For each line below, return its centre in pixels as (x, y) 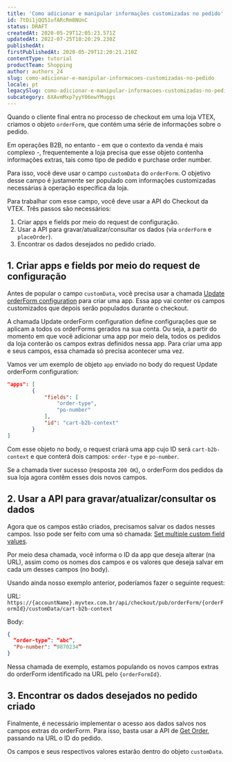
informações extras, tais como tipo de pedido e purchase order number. (109, 160)
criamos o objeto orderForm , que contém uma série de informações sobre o (114, 124)
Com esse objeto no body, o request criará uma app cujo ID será (99, 449)
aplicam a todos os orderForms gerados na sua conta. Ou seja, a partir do (112, 329)
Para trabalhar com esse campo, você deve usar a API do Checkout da (108, 201)
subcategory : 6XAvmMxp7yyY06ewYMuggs (61, 98)
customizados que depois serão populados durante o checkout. (98, 308)
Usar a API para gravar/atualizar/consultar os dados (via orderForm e (114, 229)
